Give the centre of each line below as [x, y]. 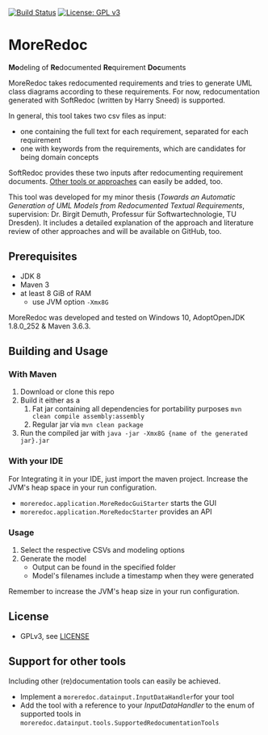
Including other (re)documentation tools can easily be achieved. [115, 681]
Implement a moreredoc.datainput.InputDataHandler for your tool [127, 696]
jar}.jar [35, 441]
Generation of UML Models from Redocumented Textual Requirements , [126, 205]
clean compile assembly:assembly [88, 417]
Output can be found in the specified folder [104, 567]
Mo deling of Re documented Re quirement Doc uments [97, 67]
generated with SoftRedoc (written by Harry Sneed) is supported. [117, 100]
